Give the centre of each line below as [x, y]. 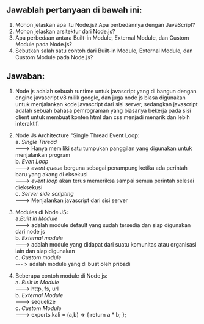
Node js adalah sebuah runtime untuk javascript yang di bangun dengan [106, 91]
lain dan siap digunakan [45, 251]
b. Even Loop [32, 161]
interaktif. [27, 123]
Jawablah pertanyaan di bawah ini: [74, 10]
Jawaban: [26, 77]
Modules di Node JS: [42, 212]
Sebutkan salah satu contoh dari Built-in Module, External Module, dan [104, 51]
